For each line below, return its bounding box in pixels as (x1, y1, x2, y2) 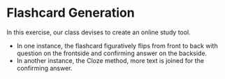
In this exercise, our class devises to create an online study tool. (6, 28, 191, 36)
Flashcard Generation (6, 5, 135, 21)
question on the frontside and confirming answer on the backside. (16, 49, 208, 57)
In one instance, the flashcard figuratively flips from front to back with (16, 41, 218, 50)
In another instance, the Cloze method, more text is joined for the (16, 56, 204, 64)
